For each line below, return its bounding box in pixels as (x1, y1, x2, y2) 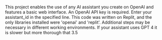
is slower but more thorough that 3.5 (5, 30, 78, 35)
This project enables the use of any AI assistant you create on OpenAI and (5, 4, 154, 10)
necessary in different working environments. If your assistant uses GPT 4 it (5, 25, 157, 30)
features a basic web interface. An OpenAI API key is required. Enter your (5, 9, 152, 15)
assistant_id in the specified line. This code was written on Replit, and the (5, 14, 152, 20)
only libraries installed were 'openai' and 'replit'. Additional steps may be (5, 19, 150, 25)
